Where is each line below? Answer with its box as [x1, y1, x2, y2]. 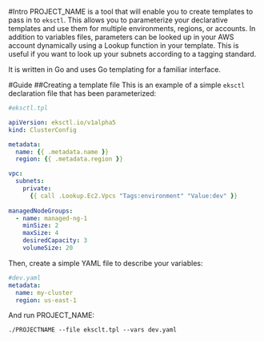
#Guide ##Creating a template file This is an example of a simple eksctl [8, 80, 246, 89]
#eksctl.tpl [8, 104, 48, 112]
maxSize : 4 [22, 229, 59, 237]
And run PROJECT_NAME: [8, 311, 94, 320]
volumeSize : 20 [22, 244, 74, 252]
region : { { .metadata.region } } [15, 155, 124, 163]
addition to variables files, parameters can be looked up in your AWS [8, 32, 234, 42]
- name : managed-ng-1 [15, 214, 88, 222]
